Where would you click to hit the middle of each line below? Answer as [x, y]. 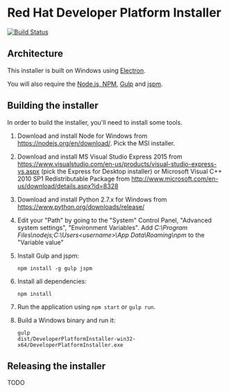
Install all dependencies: [52, 281]
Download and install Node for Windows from [82, 136]
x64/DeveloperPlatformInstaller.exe [70, 345]
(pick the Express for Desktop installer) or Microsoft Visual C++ [132, 171]
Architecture [35, 54]
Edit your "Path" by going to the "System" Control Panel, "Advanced [114, 220]
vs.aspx [28, 171]
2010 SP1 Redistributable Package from [74, 179]
